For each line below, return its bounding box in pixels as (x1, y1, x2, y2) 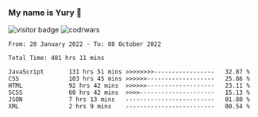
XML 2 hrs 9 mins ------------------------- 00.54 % (8, 103, 250, 111)
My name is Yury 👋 (8, 7, 82, 18)
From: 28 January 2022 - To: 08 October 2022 (8, 40, 161, 48)
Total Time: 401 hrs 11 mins (8, 55, 105, 62)
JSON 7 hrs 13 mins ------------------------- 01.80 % (8, 96, 250, 104)
